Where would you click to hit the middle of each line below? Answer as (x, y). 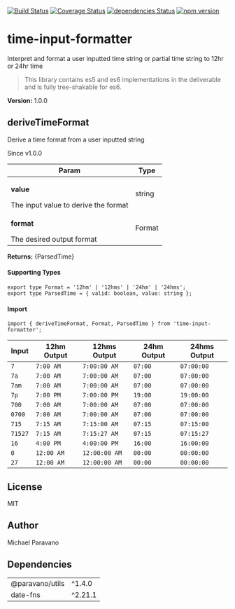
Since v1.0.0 (24, 153)
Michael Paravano (33, 542)
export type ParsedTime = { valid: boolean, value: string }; (100, 293)
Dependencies (40, 564)
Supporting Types (34, 273)
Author (23, 526)
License (25, 487)
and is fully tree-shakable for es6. (73, 87)
